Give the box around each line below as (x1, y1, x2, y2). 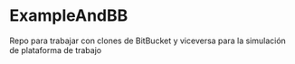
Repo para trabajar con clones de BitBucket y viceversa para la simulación (9, 35, 287, 46)
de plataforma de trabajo (9, 44, 102, 55)
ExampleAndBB (9, 5, 128, 26)
